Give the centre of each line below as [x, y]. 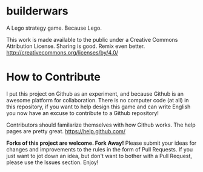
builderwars [37, 11]
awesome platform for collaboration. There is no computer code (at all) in [98, 100]
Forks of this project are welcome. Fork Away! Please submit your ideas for [101, 143]
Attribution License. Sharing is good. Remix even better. [76, 46]
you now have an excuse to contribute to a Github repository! [83, 113]
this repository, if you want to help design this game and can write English [98, 107]
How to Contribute [54, 77]
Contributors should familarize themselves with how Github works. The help [101, 125]
